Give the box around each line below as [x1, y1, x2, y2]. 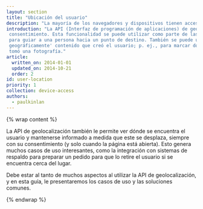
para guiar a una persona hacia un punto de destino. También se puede [8, 37, 193, 43]
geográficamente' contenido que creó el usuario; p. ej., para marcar [8, 43, 190, 49]
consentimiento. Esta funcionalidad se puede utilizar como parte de [8, 32, 188, 38]
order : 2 [11, 71, 34, 77]
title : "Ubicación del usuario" [6, 15, 88, 21]
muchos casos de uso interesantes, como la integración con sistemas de [6, 147, 187, 154]
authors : [6, 93, 28, 99]
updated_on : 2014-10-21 [11, 65, 71, 71]
